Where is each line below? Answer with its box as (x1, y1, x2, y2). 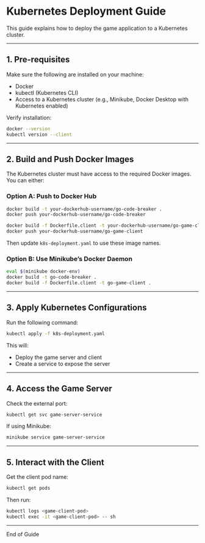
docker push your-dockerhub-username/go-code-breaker (6, 212, 146, 218)
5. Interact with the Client (6, 457, 105, 467)
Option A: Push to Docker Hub (6, 192, 97, 201)
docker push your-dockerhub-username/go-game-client (6, 228, 143, 235)
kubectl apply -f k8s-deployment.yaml (6, 330, 105, 337)
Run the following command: (6, 319, 78, 326)
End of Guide (6, 530, 40, 537)
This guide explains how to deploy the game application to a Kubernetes (6, 24, 188, 32)
